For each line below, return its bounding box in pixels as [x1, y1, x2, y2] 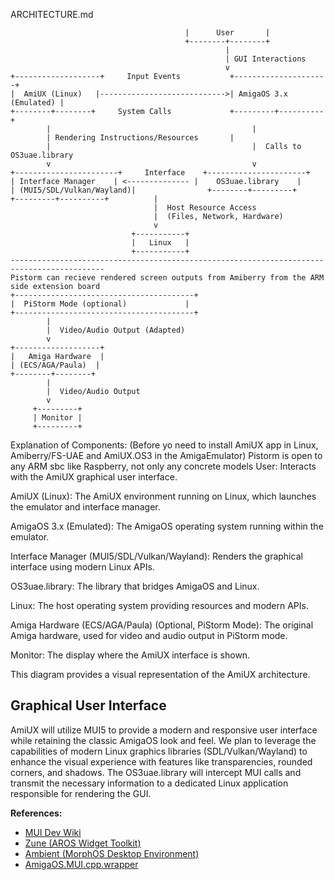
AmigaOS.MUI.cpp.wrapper [24, 858, 139, 870]
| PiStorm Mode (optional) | [10, 299, 190, 309]
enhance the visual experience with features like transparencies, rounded [10, 755, 313, 768]
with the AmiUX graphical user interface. [10, 471, 178, 483]
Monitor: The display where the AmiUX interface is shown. [10, 649, 251, 661]
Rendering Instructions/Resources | [54, 133, 235, 143]
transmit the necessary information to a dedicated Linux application [10, 777, 289, 789]
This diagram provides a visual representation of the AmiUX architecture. [10, 669, 311, 680]
